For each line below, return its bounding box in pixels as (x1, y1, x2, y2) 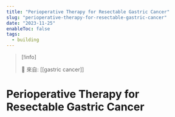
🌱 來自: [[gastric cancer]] (21, 66, 84, 73)
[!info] (21, 54, 36, 60)
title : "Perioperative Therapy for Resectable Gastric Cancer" (6, 8, 170, 15)
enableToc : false (6, 25, 50, 32)
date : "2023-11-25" (6, 20, 56, 26)
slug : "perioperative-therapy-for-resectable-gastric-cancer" (6, 14, 167, 21)
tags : (6, 31, 20, 37)
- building (12, 37, 39, 43)
